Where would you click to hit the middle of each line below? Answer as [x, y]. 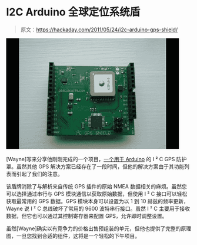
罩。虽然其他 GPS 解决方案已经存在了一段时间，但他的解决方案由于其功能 [95, 166]
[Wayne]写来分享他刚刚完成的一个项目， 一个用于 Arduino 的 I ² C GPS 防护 [96, 159]
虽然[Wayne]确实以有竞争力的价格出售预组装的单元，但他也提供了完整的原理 [99, 228]
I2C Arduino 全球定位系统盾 [73, 12]
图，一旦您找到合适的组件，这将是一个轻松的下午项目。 [73, 236]
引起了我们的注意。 [39, 174]
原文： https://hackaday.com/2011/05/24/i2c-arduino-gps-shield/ [99, 30]
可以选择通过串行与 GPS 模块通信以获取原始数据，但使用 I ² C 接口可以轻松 [97, 194]
